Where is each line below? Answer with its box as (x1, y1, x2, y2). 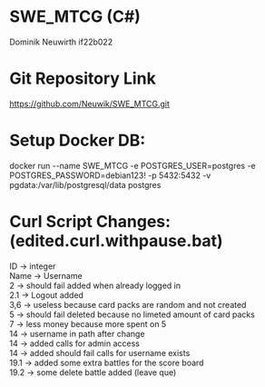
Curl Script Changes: (9, 212, 171, 232)
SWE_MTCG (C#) (9, 6, 141, 27)
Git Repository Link (9, 68, 156, 89)
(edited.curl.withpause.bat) (9, 231, 224, 251)
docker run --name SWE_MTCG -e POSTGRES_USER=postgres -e (9, 160, 256, 171)
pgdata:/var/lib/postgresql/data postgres (9, 179, 162, 190)
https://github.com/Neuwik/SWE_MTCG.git (9, 98, 171, 109)
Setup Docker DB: (9, 130, 146, 151)
